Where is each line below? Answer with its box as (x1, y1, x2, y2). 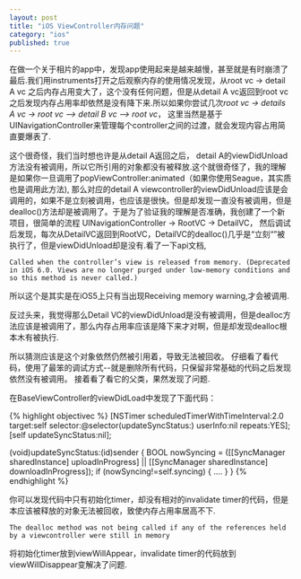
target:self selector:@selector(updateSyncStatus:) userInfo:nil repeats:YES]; (9, 420, 291, 431)
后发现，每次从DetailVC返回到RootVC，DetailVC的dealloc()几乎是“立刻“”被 (9, 229, 286, 240)
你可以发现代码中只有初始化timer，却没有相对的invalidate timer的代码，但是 (9, 495, 289, 505)
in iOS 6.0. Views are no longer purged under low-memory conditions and (9, 266, 291, 275)
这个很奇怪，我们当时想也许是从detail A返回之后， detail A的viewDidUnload (9, 150, 288, 162)
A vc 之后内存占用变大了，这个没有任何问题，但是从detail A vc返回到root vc (9, 86, 289, 97)
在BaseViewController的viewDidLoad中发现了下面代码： (9, 392, 217, 404)
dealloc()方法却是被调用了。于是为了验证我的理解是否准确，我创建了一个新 (9, 206, 286, 217)
